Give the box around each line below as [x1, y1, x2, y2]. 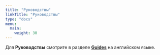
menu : [5, 21, 17, 26]
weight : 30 [14, 30, 38, 35]
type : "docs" [5, 16, 33, 21]
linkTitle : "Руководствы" [5, 12, 60, 17]
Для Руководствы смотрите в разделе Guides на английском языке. [5, 44, 156, 50]
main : [10, 26, 22, 31]
